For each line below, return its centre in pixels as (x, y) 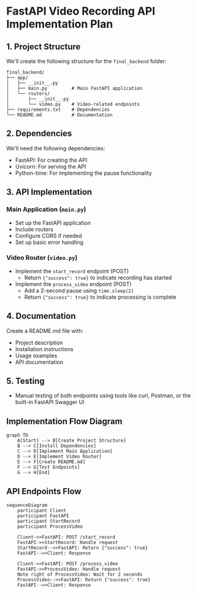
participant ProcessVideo (50, 527)
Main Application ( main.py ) (46, 209)
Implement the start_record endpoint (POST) (72, 271)
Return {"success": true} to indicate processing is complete (100, 297)
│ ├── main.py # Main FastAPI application (74, 88)
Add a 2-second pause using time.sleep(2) (79, 290)
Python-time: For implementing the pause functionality (83, 173)
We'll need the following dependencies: (56, 148)
